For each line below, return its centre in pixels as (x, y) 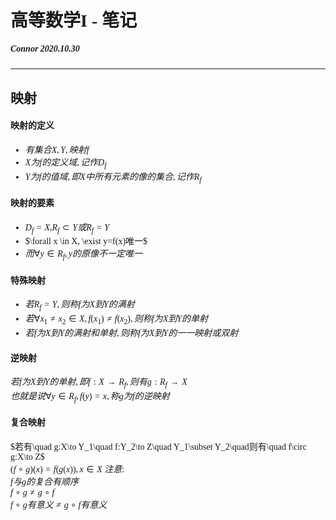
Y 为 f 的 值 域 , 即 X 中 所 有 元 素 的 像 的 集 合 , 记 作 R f (113, 178)
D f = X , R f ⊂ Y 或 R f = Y (67, 228)
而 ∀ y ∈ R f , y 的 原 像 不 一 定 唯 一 (83, 255)
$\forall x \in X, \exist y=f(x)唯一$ (86, 241)
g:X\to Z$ (27, 456)
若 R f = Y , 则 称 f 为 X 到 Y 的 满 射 (79, 306)
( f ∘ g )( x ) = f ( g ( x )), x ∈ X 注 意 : (67, 469)
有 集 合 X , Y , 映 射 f (57, 149)
